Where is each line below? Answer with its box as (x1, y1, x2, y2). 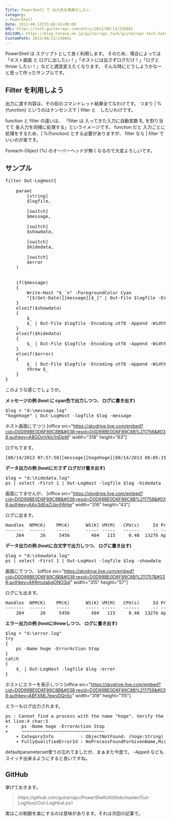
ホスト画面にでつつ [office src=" (5, 423, 73, 429)
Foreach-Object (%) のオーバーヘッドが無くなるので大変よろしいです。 (5, 147, 155, 153)
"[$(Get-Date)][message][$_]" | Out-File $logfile (26, 295, 156, 300)
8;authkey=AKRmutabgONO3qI (5, 579, 71, 585)
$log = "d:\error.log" (5, 630, 62, 636)
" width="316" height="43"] (72, 501, 130, 507)
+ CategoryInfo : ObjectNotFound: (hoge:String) (16, 733, 164, 739)
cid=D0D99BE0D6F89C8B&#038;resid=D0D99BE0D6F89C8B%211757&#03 (5, 573, 165, 580)
